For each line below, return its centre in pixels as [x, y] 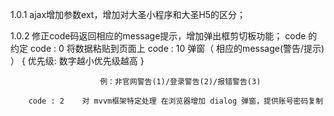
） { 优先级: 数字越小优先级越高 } [77, 61]
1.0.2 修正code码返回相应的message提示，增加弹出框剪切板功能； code [158, 36]
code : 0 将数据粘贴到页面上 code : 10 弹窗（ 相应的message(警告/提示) [177, 48]
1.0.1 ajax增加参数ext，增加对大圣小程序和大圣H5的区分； [128, 14]
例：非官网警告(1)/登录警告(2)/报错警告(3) [180, 82]
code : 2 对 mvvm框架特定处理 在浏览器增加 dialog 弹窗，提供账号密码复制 [176, 101]
